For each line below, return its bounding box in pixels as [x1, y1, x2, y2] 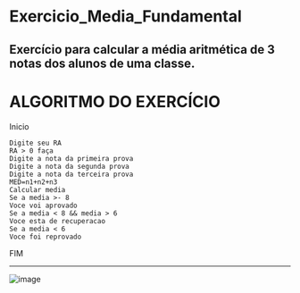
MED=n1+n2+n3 [9, 177, 58, 187]
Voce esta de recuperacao [9, 216, 105, 225]
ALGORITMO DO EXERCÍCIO [9, 91, 221, 112]
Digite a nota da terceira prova [9, 170, 134, 179]
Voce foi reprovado [9, 232, 82, 241]
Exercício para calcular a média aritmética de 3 [9, 42, 275, 57]
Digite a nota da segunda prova [9, 162, 129, 171]
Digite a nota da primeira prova [9, 154, 134, 163]
